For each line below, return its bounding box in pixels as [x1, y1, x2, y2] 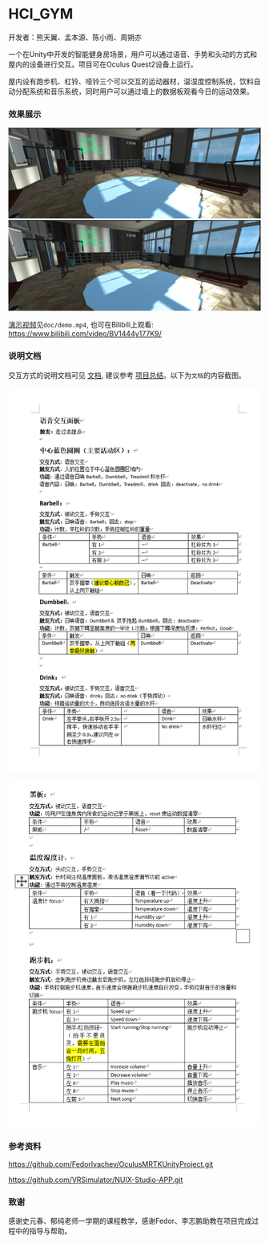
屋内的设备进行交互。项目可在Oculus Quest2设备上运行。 [8, 59, 198, 69]
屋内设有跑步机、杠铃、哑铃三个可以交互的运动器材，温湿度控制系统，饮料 [8, 76, 254, 86]
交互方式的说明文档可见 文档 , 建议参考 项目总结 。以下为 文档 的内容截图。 [8, 370, 246, 380]
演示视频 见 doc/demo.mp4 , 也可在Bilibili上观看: [8, 320, 154, 330]
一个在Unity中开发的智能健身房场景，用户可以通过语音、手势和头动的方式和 [8, 49, 258, 59]
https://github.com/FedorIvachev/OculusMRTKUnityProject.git [8, 1159, 214, 1168]
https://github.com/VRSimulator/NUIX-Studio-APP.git [8, 1175, 183, 1184]
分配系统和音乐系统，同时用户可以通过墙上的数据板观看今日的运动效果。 [14, 86, 254, 96]
